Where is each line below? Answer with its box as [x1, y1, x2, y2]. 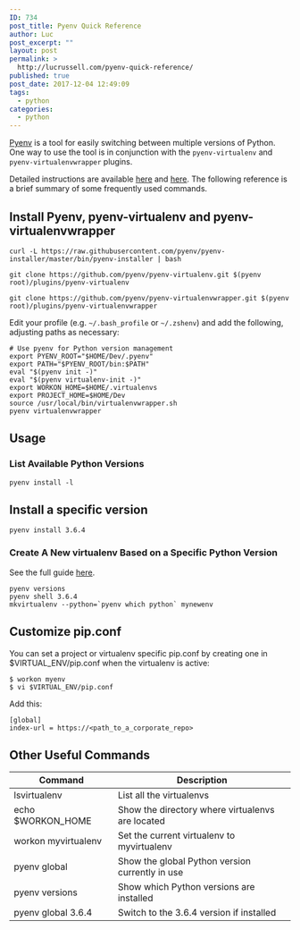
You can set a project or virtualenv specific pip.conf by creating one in [9, 647, 268, 658]
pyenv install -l [9, 478, 74, 487]
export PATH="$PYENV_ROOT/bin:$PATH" [9, 359, 150, 368]
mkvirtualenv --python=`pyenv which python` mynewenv [9, 600, 214, 609]
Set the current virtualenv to [117, 829, 236, 841]
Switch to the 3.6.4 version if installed [117, 907, 277, 919]
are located [117, 815, 165, 827]
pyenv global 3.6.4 [13, 907, 93, 919]
